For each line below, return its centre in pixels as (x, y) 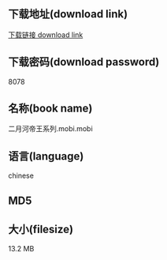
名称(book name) (50, 109)
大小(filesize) (41, 230)
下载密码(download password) (84, 62)
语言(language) (46, 156)
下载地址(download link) (68, 14)
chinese (21, 175)
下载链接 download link (46, 35)
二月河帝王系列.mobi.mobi (50, 129)
